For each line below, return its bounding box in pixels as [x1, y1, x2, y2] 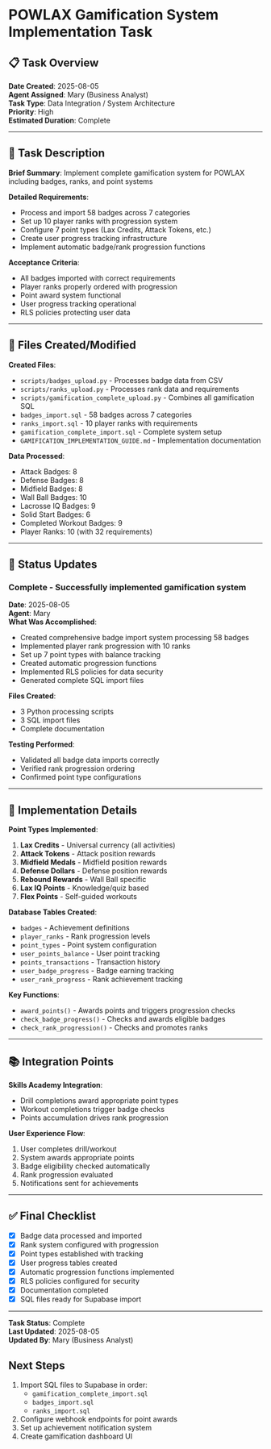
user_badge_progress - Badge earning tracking [19, 966, 175, 976]
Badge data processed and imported [19, 1230, 143, 1240]
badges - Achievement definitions [19, 923, 131, 933]
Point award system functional [19, 290, 122, 300]
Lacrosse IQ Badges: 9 [19, 501, 96, 510]
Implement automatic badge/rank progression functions [19, 242, 206, 252]
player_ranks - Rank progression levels [19, 931, 151, 941]
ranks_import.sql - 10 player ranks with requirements [19, 418, 198, 428]
